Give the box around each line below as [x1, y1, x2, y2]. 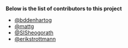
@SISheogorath [14, 29, 53, 36]
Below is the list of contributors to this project [5, 5, 123, 12]
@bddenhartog [14, 17, 52, 23]
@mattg [14, 23, 34, 30]
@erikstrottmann [14, 36, 56, 42]
